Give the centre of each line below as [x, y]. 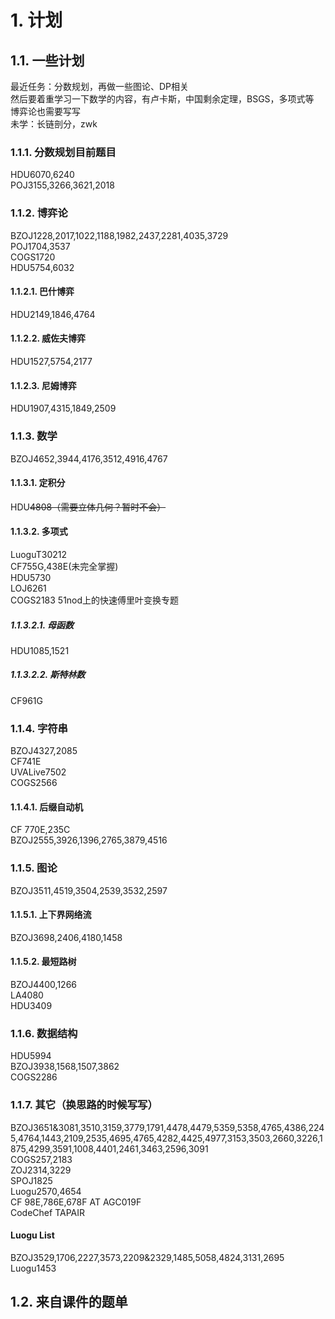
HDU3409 [31, 1006]
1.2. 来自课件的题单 [69, 1302]
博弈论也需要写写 [45, 111]
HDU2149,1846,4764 [53, 314]
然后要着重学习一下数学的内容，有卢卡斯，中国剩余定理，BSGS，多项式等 [162, 99]
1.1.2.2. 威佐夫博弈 [48, 338]
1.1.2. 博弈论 [39, 213]
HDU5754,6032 [42, 267]
